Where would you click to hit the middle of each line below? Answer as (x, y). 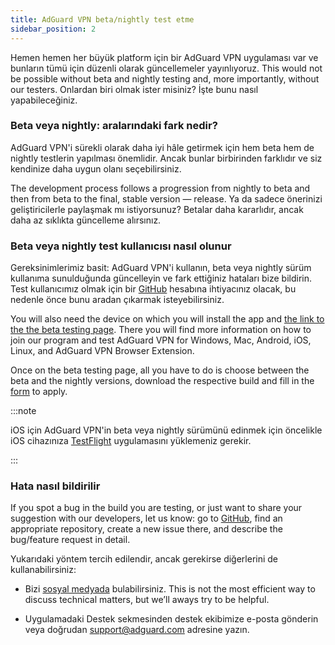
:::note (23, 411)
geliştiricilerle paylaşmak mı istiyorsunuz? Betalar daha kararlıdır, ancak (157, 209)
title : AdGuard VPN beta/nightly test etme (102, 19)
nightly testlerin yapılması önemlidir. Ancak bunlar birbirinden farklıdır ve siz (166, 158)
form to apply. (39, 392)
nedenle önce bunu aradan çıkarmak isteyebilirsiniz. (117, 300)
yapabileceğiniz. (44, 100)
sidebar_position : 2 (53, 29)
